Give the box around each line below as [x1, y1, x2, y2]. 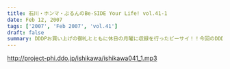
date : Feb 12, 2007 [7, 16, 63, 23]
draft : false [7, 29, 44, 36]
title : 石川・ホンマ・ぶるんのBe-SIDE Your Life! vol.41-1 [7, 10, 168, 17]
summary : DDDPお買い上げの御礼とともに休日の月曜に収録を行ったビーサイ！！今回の [7, 36, 216, 42]
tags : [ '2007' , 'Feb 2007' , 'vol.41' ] [7, 23, 118, 29]
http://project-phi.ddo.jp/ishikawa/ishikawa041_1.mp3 [7, 54, 157, 62]
